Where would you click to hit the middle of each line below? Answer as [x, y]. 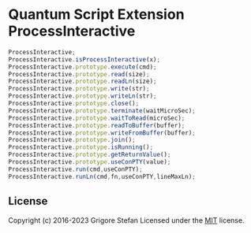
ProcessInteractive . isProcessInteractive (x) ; [84, 59]
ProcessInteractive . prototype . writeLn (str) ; [82, 96]
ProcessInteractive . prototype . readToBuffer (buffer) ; [97, 125]
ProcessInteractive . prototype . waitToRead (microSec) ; [97, 118]
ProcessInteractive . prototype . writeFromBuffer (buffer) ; [102, 133]
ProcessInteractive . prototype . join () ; [72, 140]
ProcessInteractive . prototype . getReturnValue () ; [90, 155]
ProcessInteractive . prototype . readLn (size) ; [82, 81]
